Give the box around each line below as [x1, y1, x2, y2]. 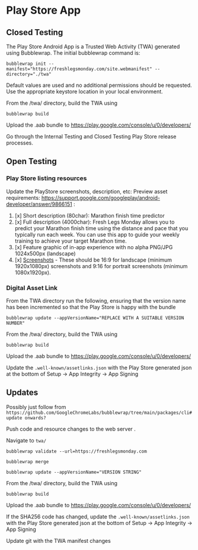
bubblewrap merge [6, 458, 49, 464]
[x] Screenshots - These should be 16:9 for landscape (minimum [14, 256, 173, 263]
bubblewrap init [6, 61, 46, 67]
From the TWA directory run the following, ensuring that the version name [6, 297, 186, 304]
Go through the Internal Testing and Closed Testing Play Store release [6, 133, 177, 140]
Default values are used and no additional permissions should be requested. [6, 81, 192, 89]
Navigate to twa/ [6, 436, 46, 444]
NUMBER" [6, 320, 25, 326]
